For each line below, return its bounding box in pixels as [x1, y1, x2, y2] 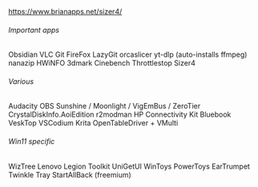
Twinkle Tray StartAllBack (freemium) [8, 169, 132, 179]
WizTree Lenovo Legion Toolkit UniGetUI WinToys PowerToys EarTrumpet [8, 161, 251, 171]
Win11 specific [8, 137, 55, 146]
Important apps [8, 25, 60, 34]
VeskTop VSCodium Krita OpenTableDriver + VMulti [8, 118, 179, 128]
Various [8, 76, 34, 86]
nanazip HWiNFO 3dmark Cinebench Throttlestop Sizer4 [8, 58, 196, 68]
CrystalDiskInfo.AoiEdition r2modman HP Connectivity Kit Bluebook [8, 109, 232, 119]
